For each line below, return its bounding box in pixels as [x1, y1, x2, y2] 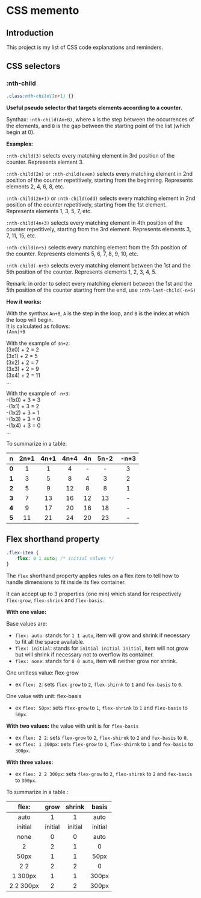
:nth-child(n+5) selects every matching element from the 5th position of [6, 243, 187, 251]
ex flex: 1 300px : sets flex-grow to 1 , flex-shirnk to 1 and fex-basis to [14, 740, 194, 748]
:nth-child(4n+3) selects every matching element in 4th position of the [6, 219, 183, 226]
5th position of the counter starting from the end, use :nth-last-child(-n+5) [6, 286, 196, 293]
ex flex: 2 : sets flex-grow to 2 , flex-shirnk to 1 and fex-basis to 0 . [14, 681, 183, 688]
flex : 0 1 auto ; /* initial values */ [17, 556, 114, 562]
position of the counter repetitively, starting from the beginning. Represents [6, 176, 193, 184]
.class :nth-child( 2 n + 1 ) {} [6, 93, 74, 99]
